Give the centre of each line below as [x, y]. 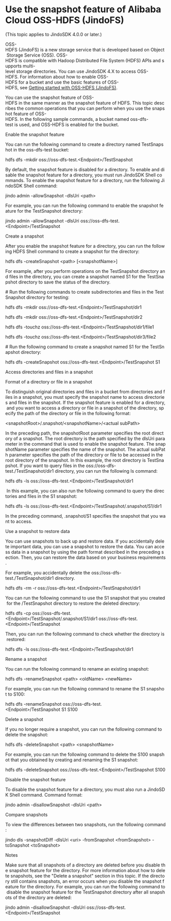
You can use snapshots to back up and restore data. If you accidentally [80, 541]
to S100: [17, 694]
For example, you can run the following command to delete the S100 [77, 754]
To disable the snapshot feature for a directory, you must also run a [76, 789]
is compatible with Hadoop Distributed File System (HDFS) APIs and [90, 60]
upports [13, 66]
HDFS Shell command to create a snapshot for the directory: [76, 251]
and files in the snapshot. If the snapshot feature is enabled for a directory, [87, 402]
